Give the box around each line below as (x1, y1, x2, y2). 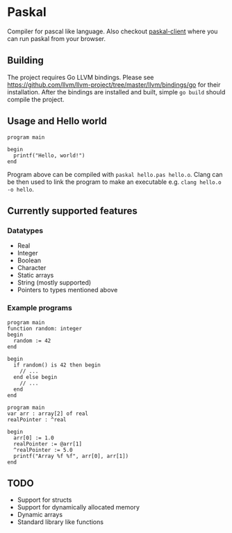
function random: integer (7, 325, 82, 332)
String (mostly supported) (17, 278, 92, 287)
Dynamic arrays (17, 511, 63, 519)
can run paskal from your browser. (7, 34, 106, 42)
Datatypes (7, 226, 44, 235)
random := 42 (13, 337, 51, 344)
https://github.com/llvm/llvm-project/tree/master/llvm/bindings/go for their (7, 81, 221, 89)
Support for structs (17, 496, 72, 504)
